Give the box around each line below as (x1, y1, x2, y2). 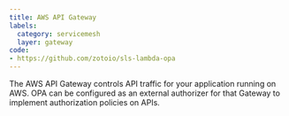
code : (9, 46, 29, 55)
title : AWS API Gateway (9, 12, 97, 22)
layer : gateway (17, 37, 73, 47)
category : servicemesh (17, 29, 101, 38)
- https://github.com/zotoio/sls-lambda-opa (9, 54, 176, 63)
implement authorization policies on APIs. (9, 97, 161, 107)
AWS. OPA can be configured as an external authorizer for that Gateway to (9, 88, 281, 98)
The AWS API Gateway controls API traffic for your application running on (9, 79, 277, 89)
